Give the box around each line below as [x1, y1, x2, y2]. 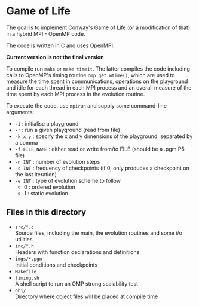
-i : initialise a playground [14, 120, 79, 127]
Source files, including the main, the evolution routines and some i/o [14, 229, 183, 237]
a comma [14, 139, 38, 146]
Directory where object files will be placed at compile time [14, 293, 158, 300]
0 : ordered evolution [23, 183, 76, 191]
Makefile [14, 268, 37, 274]
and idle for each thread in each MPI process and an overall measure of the [6, 84, 192, 91]
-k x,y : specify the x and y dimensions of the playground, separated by [14, 133, 193, 140]
